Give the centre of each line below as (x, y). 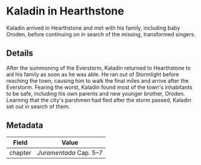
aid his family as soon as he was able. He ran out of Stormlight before (93, 74)
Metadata (25, 125)
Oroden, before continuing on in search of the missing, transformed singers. (101, 34)
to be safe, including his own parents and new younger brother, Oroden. (96, 93)
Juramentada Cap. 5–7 (70, 152)
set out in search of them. (38, 106)
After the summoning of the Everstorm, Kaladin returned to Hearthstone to (99, 68)
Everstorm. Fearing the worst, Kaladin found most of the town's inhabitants (99, 87)
